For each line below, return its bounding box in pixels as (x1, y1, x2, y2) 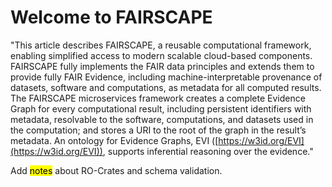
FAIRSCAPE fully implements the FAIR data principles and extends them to (10, 60, 315, 72)
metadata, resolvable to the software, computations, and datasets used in (10, 113, 314, 125)
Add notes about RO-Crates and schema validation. (10, 164, 223, 176)
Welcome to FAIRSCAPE (10, 6, 213, 29)
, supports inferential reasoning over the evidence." (102, 145, 314, 157)
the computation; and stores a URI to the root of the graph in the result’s (10, 124, 307, 136)
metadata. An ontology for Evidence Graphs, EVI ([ (10, 134, 219, 146)
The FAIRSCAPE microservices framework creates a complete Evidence (10, 92, 306, 104)
